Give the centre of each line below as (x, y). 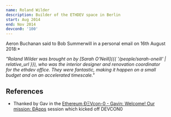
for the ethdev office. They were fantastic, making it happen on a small (81, 70)
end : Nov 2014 (21, 24)
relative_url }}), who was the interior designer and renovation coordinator (83, 64)
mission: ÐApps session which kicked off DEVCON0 (68, 109)
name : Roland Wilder (28, 10)
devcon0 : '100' (22, 29)
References (25, 91)
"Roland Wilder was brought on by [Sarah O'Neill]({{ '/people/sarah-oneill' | (86, 59)
